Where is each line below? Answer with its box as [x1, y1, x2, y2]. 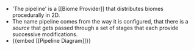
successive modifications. [12, 31, 78, 38]
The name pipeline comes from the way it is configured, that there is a [12, 18, 189, 25]
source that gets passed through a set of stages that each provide [12, 24, 179, 31]
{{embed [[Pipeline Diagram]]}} [12, 37, 92, 44]
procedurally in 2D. [12, 11, 60, 19]
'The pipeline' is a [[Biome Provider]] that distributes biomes [12, 5, 163, 12]
